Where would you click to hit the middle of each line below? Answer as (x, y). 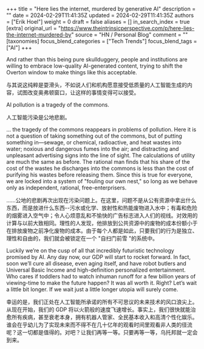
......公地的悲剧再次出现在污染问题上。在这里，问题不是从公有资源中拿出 (96, 200)
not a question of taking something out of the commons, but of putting (94, 136)
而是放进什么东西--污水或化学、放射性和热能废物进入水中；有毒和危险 (110, 208)
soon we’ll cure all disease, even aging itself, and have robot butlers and (96, 263)
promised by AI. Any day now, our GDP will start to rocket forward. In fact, (99, 257)
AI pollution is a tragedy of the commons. (58, 105)
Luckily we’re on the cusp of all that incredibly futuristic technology (90, 250)
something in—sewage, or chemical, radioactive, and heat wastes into (94, 142)
